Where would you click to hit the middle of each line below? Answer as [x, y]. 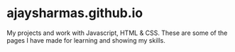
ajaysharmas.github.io [75, 13]
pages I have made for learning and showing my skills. [86, 40]
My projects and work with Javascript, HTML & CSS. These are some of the [117, 33]
